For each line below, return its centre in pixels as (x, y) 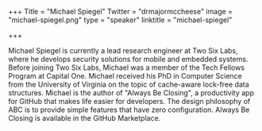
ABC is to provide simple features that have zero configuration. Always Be (129, 110)
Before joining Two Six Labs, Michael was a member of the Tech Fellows (126, 67)
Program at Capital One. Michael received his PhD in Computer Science (125, 76)
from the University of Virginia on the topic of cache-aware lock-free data (129, 84)
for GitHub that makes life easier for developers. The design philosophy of (129, 101)
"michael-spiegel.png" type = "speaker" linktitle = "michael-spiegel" (120, 20)
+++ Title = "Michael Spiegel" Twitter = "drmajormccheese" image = (120, 12)
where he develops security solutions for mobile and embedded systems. (128, 59)
